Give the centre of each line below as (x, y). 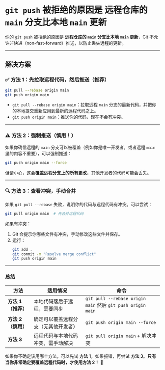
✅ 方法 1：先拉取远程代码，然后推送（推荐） (57, 80)
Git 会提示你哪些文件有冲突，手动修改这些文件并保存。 (67, 234)
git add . (22, 249)
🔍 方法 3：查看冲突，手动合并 (41, 191)
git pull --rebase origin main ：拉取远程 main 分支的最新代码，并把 (82, 105)
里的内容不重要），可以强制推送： (39, 153)
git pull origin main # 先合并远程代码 (44, 213)
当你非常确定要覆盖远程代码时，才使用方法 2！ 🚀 (54, 362)
